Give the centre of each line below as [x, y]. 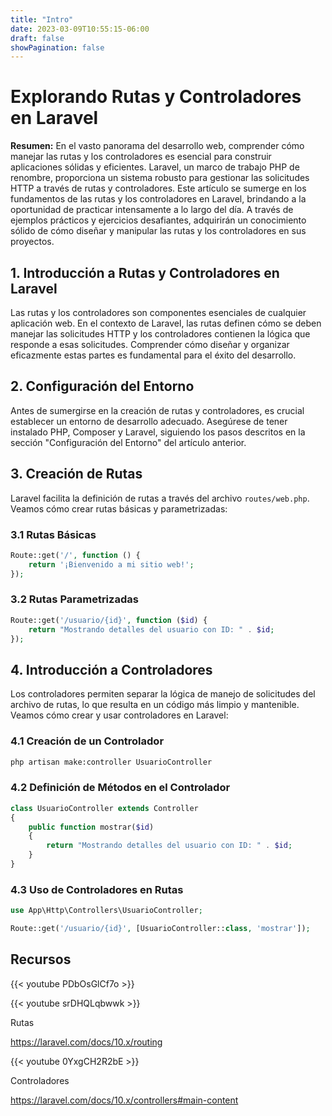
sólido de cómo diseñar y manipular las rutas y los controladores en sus [158, 231]
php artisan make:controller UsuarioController [111, 762]
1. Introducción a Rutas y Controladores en [145, 272]
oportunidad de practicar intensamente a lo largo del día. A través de [152, 210]
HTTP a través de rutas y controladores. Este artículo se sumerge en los [158, 188]
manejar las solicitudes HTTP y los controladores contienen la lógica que [160, 334]
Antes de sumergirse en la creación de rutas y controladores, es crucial [157, 410]
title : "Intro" [42, 19]
